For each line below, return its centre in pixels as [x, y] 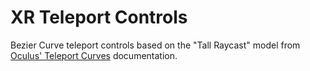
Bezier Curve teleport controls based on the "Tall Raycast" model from [155, 45]
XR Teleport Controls [99, 17]
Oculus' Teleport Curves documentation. [94, 55]
